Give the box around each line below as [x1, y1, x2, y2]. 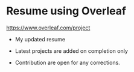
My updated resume [14, 35, 66, 43]
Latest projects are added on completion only [14, 47, 129, 55]
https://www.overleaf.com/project [6, 24, 91, 31]
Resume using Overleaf [6, 4, 127, 18]
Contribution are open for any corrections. [14, 59, 121, 66]
